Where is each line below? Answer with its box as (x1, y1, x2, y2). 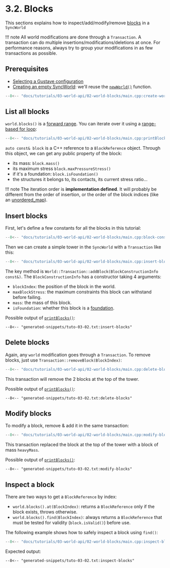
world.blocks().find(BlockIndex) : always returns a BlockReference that (12, 514, 162, 520)
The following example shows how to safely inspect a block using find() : (5, 530, 158, 536)
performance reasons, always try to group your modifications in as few (5, 45, 153, 51)
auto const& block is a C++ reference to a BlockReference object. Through (5, 145, 161, 151)
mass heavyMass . (5, 447, 39, 453)
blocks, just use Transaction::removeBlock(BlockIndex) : (5, 357, 122, 363)
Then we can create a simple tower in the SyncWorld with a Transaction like (5, 244, 161, 250)
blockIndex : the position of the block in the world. (12, 283, 116, 289)
